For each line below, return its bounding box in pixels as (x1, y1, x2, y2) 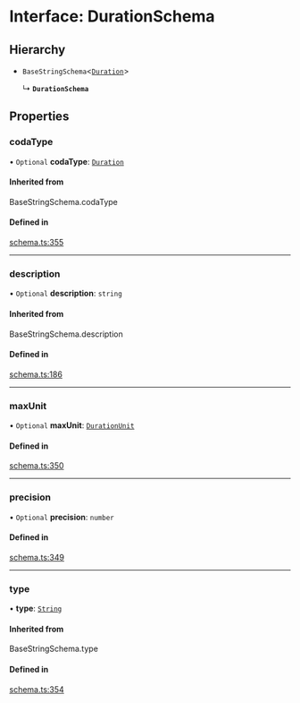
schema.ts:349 (9, 552, 65, 562)
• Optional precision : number (9, 511, 114, 522)
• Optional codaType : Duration (9, 156, 125, 167)
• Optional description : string (9, 288, 122, 299)
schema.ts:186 (9, 369, 62, 380)
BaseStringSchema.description (9, 329, 123, 339)
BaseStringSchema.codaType (9, 196, 119, 207)
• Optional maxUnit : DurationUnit (9, 420, 135, 431)
